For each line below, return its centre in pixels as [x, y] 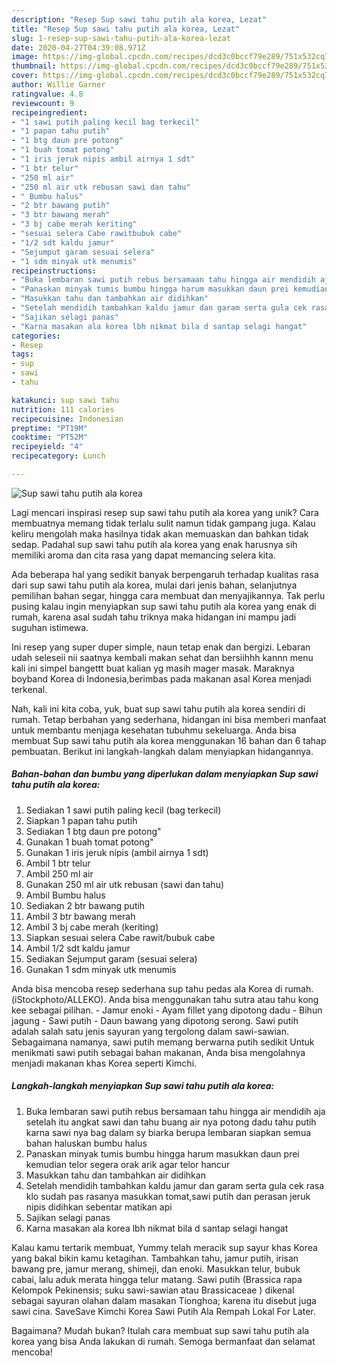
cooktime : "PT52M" [49, 437]
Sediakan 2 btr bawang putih [85, 905]
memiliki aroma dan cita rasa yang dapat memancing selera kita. [143, 555]
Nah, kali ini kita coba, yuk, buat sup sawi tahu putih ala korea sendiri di [158, 708]
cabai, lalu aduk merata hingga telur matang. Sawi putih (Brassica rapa [157, 1279]
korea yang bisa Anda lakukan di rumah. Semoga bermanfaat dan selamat [163, 1341]
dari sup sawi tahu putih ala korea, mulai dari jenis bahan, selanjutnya [154, 585]
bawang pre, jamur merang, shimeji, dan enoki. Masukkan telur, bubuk [156, 1268]
